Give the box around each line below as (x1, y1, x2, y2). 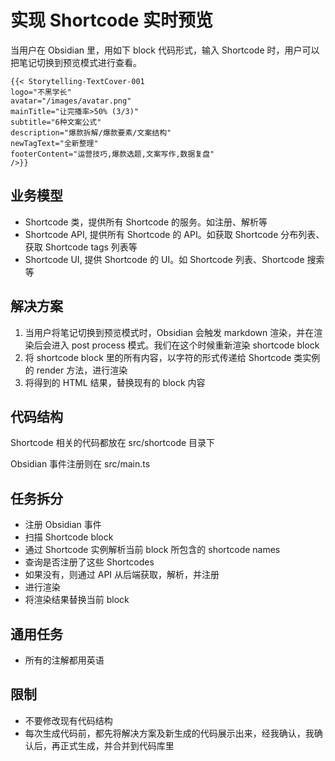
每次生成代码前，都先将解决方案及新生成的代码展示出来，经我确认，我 (24, 727, 315, 739)
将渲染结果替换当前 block (24, 594, 130, 606)
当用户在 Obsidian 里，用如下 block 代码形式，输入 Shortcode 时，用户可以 (10, 44, 320, 56)
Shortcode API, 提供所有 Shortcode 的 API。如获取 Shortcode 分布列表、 (24, 228, 325, 240)
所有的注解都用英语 (24, 654, 105, 666)
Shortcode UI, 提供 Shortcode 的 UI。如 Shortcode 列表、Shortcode (24, 253, 305, 265)
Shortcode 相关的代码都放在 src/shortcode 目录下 (10, 437, 216, 449)
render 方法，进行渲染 (36, 364, 128, 376)
